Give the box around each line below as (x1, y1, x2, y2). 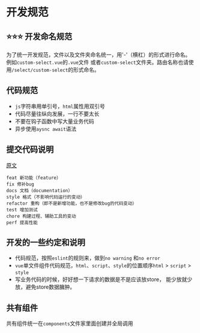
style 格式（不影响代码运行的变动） (6, 194, 85, 200)
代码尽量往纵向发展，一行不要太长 (14, 110, 100, 117)
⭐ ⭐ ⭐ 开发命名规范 (6, 31, 73, 42)
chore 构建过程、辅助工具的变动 (6, 213, 76, 219)
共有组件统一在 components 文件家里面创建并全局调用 (6, 320, 133, 327)
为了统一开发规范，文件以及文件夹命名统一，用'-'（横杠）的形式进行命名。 (6, 51, 191, 58)
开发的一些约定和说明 (6, 237, 85, 247)
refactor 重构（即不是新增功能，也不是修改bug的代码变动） (6, 200, 137, 207)
